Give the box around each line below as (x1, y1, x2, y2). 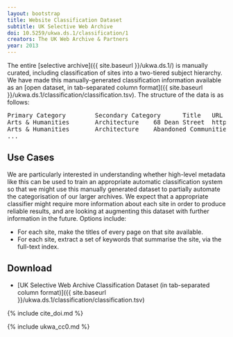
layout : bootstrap (7, 10, 60, 17)
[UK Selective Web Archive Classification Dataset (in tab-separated (17, 281, 210, 289)
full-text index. (17, 242, 59, 251)
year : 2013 (7, 42, 39, 49)
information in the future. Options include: (7, 214, 127, 222)
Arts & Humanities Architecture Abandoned (7, 125, 187, 133)
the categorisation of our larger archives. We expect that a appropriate (7, 192, 209, 201)
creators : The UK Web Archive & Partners (7, 36, 129, 43)
